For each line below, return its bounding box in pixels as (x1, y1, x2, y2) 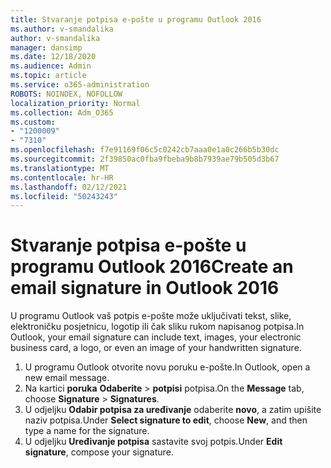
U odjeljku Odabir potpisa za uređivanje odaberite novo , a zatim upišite (24, 404, 322, 416)
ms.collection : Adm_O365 (10, 107, 114, 118)
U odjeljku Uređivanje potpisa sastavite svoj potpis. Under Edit (24, 436, 283, 448)
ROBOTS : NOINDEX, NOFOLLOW (10, 89, 123, 99)
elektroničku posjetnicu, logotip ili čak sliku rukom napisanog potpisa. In (10, 321, 305, 333)
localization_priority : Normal (10, 98, 141, 108)
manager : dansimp (10, 42, 83, 53)
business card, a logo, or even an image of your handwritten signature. (10, 342, 302, 354)
